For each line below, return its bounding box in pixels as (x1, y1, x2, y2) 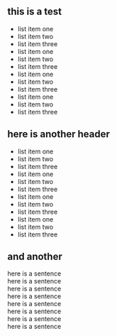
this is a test (7, 6, 62, 18)
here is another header (7, 128, 110, 141)
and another (7, 251, 62, 263)
